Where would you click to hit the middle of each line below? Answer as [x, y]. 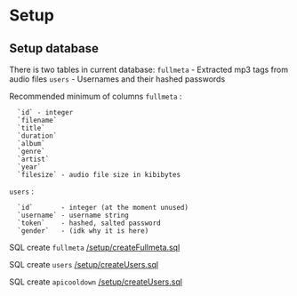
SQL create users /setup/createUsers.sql [84, 264]
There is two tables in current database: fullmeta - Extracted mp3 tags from [149, 69]
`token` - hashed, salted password [89, 223]
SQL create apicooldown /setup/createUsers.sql [96, 282]
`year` [29, 167]
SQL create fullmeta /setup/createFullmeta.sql [95, 247]
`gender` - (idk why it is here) [83, 231]
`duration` [37, 136]
